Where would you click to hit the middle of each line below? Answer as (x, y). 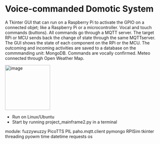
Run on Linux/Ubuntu (33, 116)
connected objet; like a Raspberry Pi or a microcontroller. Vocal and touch (79, 27)
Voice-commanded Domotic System (79, 9)
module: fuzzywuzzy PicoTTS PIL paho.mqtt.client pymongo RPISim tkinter (80, 131)
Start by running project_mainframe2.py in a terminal (65, 122)
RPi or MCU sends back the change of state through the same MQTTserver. (80, 38)
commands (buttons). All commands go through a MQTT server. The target (80, 32)
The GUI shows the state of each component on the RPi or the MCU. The (77, 43)
